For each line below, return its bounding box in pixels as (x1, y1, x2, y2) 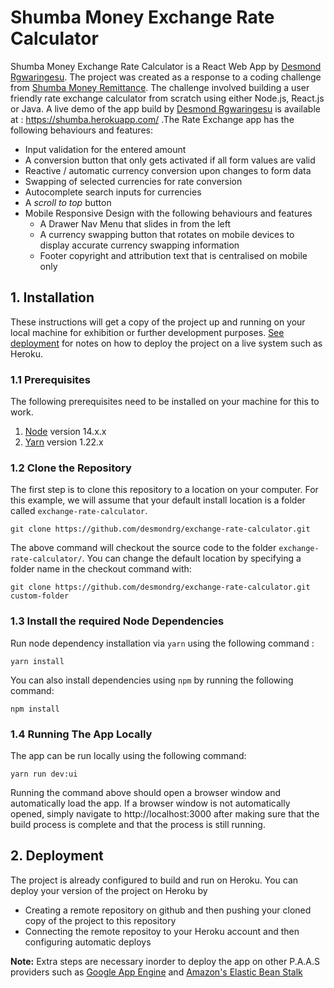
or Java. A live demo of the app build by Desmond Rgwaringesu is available (10, 102, 321, 115)
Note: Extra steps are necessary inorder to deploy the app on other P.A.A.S (10, 955, 321, 967)
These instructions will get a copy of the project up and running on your (10, 316, 306, 328)
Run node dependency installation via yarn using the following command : (10, 637, 315, 649)
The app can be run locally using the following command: (10, 749, 247, 761)
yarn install (10, 656, 65, 666)
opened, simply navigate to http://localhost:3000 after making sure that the (10, 807, 320, 820)
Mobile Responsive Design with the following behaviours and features (24, 207, 313, 219)
